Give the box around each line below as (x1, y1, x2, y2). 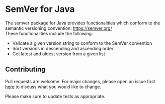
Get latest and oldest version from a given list (12, 51, 105, 57)
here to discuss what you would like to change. (5, 84, 102, 90)
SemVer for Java (5, 3, 75, 15)
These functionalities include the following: (5, 30, 93, 36)
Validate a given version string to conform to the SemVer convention (12, 40, 153, 46)
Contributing (5, 65, 46, 74)
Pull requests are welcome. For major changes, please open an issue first (5, 78, 156, 84)
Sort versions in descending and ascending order (12, 45, 114, 51)
